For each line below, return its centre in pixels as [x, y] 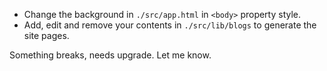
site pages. [46, 35]
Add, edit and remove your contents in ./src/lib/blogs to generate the [170, 25]
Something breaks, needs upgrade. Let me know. [110, 55]
